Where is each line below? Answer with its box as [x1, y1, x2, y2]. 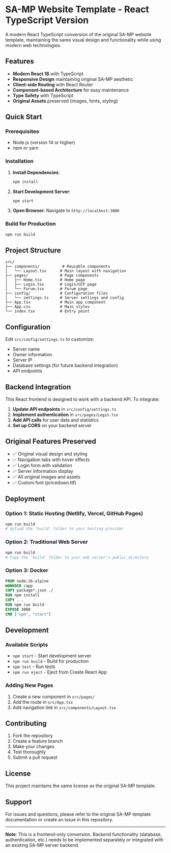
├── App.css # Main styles [5, 304, 90, 310]
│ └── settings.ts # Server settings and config [5, 295, 124, 301]
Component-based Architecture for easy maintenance [12, 87, 129, 93]
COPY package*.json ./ [5, 588, 53, 593]
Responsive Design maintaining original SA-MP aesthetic [12, 76, 133, 82]
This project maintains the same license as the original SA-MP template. [5, 783, 156, 789]
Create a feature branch [12, 738, 63, 744]
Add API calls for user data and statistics [12, 417, 99, 423]
